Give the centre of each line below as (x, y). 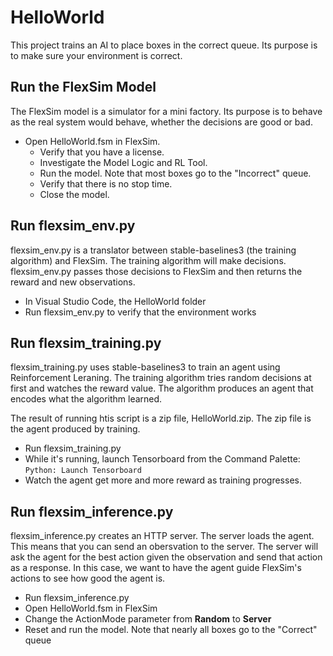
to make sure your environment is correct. (96, 55)
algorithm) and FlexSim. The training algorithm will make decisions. (148, 260)
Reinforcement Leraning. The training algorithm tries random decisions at (161, 378)
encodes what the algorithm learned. (86, 399)
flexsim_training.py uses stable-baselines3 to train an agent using (145, 367)
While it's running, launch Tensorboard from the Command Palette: (162, 459)
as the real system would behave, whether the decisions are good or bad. (161, 122)
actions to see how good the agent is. (88, 578)
